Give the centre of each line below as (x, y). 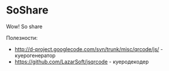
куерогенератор (35, 55)
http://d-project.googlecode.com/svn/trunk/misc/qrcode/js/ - (89, 49)
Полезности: (22, 38)
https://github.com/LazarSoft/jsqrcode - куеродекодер (82, 62)
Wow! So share (24, 26)
